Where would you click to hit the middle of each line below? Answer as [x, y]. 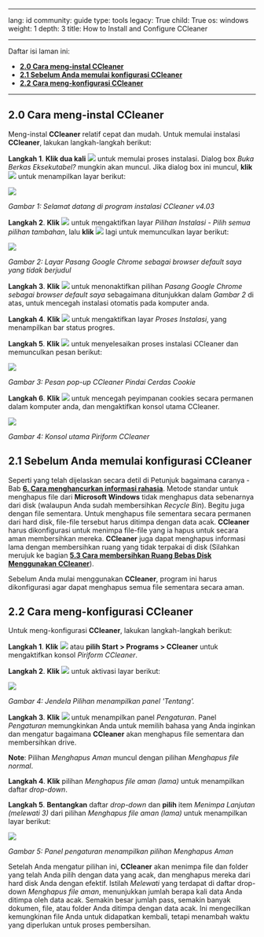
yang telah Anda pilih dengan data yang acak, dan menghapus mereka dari [129, 875]
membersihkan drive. [42, 742]
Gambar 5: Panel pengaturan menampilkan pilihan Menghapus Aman [121, 851]
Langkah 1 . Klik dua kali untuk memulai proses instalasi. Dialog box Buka [131, 159]
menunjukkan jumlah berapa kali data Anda [172, 891]
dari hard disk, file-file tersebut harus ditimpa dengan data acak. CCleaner [129, 522]
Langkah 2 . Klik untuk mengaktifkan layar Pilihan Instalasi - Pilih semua [129, 222]
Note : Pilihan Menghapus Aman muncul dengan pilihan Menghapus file [124, 758]
